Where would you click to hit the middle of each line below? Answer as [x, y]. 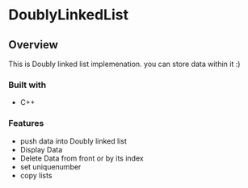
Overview [34, 45]
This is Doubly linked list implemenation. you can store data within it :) [124, 64]
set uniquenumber [50, 166]
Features [26, 123]
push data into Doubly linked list [74, 141]
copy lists [36, 175]
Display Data [41, 149]
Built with [27, 85]
